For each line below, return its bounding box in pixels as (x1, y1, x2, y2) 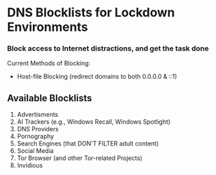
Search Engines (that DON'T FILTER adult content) (16, 139, 159, 148)
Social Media (16, 147, 54, 155)
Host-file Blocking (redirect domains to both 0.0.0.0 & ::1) (16, 72, 178, 81)
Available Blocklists (7, 92, 92, 104)
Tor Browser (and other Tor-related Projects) (16, 154, 143, 162)
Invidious (16, 161, 43, 170)
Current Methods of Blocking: (7, 59, 91, 68)
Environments (7, 19, 89, 35)
